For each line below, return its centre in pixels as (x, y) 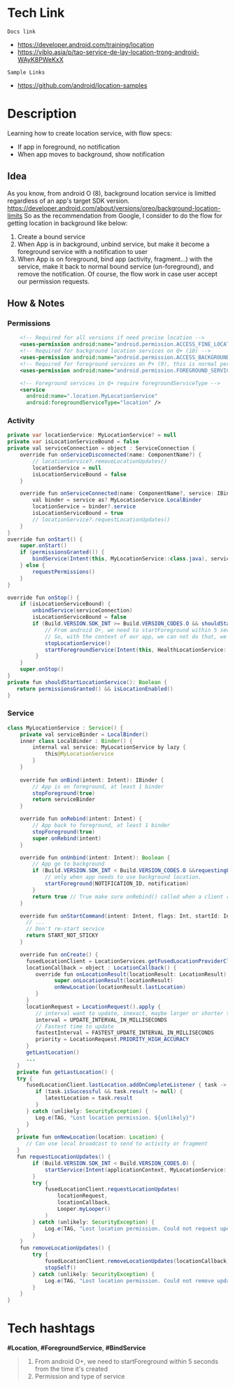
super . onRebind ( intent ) (67, 838)
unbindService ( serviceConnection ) (83, 611)
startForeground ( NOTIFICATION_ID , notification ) (117, 884)
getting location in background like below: (67, 223)
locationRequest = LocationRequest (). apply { (93, 1007)
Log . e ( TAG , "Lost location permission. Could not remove (129, 1281)
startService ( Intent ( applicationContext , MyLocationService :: (137, 1170)
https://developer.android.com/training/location (86, 44)
